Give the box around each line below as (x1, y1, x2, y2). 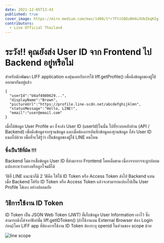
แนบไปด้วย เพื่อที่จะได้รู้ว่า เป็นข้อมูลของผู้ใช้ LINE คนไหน (5, 134, 98, 140)
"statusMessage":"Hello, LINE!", (9, 106, 78, 111)
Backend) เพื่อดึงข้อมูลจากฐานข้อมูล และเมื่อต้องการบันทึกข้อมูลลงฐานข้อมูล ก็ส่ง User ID (5, 129, 152, 135)
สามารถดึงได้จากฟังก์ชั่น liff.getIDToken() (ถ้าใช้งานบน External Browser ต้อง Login (5, 218, 153, 223)
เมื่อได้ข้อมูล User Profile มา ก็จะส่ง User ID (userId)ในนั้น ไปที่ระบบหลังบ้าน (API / (5, 123, 150, 129)
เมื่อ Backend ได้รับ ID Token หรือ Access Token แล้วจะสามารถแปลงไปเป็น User (5, 179, 149, 185)
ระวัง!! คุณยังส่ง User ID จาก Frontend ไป (5, 47, 152, 58)
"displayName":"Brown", (9, 97, 58, 103)
